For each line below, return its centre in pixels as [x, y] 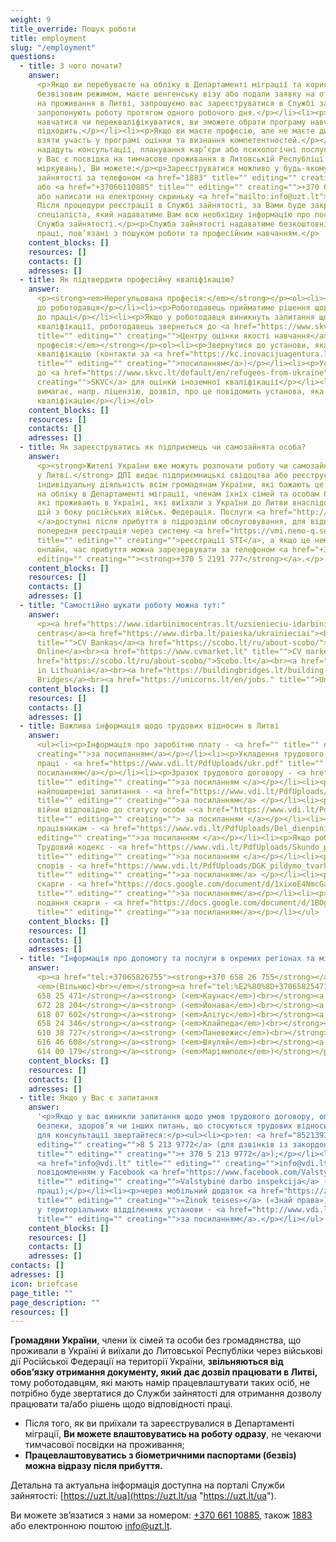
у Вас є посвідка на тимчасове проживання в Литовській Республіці [180, 159]
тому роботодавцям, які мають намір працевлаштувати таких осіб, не [160, 1383]
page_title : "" [42, 1293]
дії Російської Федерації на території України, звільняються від [147, 1362]
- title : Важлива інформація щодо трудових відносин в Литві [149, 726]
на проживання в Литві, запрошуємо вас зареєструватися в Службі [175, 103]
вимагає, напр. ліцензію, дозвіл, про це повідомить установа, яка [180, 391]
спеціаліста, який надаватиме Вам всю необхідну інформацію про [173, 215]
